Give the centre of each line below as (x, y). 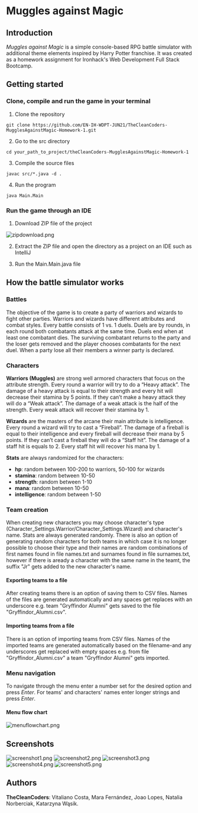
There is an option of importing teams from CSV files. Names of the (88, 639)
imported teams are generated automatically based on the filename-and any (99, 645)
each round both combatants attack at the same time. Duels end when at (95, 331)
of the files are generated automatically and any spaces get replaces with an (99, 599)
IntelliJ (23, 252)
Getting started (35, 84)
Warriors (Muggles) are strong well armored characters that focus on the (95, 378)
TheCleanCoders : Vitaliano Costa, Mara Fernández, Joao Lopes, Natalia (95, 797)
